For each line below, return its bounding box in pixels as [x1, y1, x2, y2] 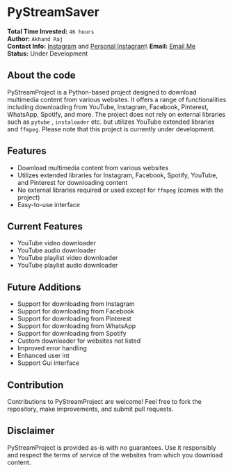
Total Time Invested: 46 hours [7, 27, 95, 35]
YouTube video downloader [17, 239, 96, 247]
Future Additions [7, 281, 81, 293]
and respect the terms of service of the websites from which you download [7, 450, 223, 459]
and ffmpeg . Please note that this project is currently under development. [7, 124, 216, 133]
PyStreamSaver [7, 4, 99, 20]
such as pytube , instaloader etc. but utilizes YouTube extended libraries [7, 117, 215, 126]
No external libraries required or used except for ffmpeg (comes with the [17, 186, 224, 194]
